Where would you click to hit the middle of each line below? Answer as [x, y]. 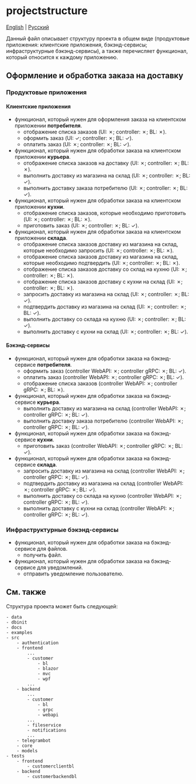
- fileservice [44, 725]
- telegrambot [34, 741]
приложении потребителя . [48, 126]
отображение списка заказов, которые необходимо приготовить [104, 213]
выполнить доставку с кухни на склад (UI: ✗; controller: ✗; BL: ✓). [106, 332]
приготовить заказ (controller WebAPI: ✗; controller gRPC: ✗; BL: [103, 445]
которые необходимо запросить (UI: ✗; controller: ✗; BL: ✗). [99, 250]
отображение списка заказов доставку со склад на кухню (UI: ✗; [105, 269]
